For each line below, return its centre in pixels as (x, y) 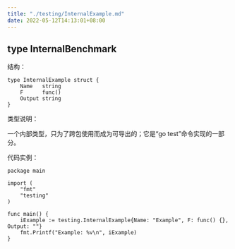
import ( (20, 183)
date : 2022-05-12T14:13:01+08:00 (56, 20)
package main (26, 171)
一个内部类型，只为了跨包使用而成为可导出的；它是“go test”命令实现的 (110, 134)
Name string (41, 86)
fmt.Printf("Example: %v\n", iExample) (79, 233)
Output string (41, 99)
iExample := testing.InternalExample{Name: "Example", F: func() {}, (125, 220)
